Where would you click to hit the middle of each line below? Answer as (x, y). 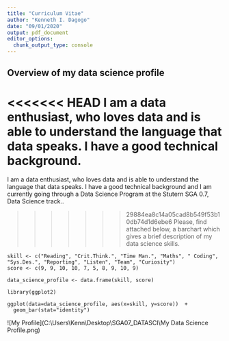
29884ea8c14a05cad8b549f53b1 (173, 215)
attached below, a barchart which (173, 229)
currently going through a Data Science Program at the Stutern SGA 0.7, (108, 194)
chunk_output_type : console (53, 45)
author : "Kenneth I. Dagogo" (49, 20)
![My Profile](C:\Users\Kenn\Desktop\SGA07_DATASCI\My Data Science (108, 323)
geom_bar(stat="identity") (52, 310)
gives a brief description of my (169, 236)
